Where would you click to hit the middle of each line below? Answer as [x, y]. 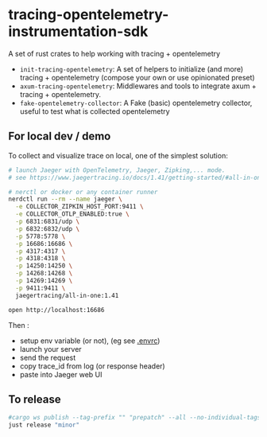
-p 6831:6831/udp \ [48, 221]
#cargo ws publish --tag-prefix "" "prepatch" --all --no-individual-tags [135, 418]
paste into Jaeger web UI [61, 374]
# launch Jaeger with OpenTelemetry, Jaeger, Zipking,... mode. [117, 170]
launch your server [50, 349]
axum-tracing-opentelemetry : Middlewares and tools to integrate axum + [138, 86]
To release [35, 399]
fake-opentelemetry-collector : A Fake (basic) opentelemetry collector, [136, 103]
